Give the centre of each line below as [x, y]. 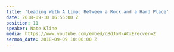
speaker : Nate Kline [32, 28]
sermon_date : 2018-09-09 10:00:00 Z [52, 39]
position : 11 [22, 23]
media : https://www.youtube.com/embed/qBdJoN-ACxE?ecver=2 [81, 34]
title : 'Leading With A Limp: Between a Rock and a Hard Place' [88, 12]
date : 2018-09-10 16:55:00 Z [42, 17]
